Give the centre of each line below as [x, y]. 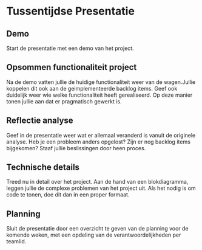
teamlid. [16, 241]
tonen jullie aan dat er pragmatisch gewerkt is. [64, 101]
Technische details [43, 168]
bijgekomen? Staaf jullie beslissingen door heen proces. [76, 148]
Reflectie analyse [40, 121]
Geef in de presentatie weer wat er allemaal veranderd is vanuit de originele [101, 135]
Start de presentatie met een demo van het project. [70, 48]
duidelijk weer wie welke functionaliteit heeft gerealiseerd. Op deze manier [99, 95]
